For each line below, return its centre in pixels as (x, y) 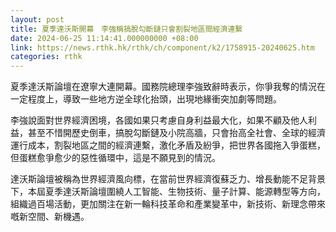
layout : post (37, 19)
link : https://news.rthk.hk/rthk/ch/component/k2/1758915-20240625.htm (162, 47)
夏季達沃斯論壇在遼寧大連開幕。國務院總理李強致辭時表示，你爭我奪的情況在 (168, 87)
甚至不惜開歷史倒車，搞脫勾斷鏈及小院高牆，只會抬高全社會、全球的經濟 (176, 133)
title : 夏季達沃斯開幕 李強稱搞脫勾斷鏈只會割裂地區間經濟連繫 (126, 29)
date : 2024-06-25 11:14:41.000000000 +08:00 (104, 38)
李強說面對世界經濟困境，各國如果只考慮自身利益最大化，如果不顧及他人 (159, 120)
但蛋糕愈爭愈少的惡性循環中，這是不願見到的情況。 (115, 158)
